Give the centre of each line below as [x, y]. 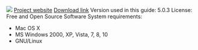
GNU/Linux [28, 41]
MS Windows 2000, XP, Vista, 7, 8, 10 [61, 34]
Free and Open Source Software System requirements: [74, 16]
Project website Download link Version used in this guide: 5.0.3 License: [103, 10]
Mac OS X [27, 28]
